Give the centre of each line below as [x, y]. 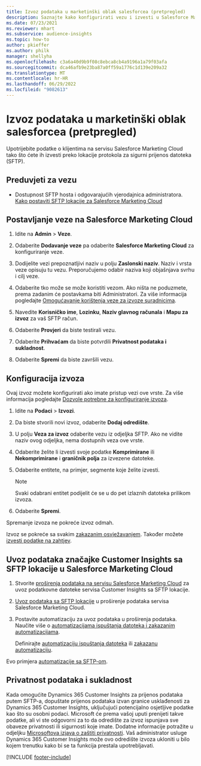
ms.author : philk [28, 51]
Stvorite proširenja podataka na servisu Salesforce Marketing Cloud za [102, 583]
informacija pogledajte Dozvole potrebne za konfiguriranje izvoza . [87, 399]
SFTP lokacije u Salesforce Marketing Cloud [90, 569]
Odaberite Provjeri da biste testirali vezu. [66, 330]
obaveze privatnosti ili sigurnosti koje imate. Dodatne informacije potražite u [100, 726]
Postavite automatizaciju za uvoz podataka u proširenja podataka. [96, 619]
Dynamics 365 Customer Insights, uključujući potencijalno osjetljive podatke [100, 707]
